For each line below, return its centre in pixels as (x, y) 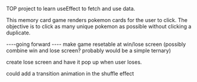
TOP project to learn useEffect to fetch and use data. (71, 9)
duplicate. (18, 33)
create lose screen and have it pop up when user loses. (74, 62)
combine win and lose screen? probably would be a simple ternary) (89, 51)
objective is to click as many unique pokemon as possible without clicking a (99, 26)
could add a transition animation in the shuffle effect (70, 73)
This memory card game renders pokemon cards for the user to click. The (97, 20)
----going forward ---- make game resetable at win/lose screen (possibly (96, 44)
